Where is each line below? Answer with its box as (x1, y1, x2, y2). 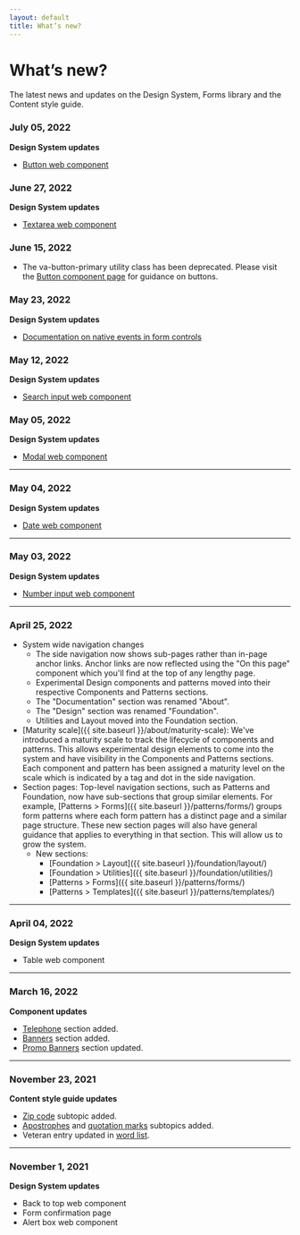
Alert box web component (21, 1217, 119, 1228)
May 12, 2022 (9, 353, 70, 366)
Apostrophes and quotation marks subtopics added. (21, 1120, 214, 1130)
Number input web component (21, 588, 136, 599)
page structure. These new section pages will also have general (21, 820, 257, 830)
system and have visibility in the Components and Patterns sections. (21, 754, 274, 764)
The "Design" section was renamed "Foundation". (35, 706, 219, 717)
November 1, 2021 (9, 1160, 89, 1172)
